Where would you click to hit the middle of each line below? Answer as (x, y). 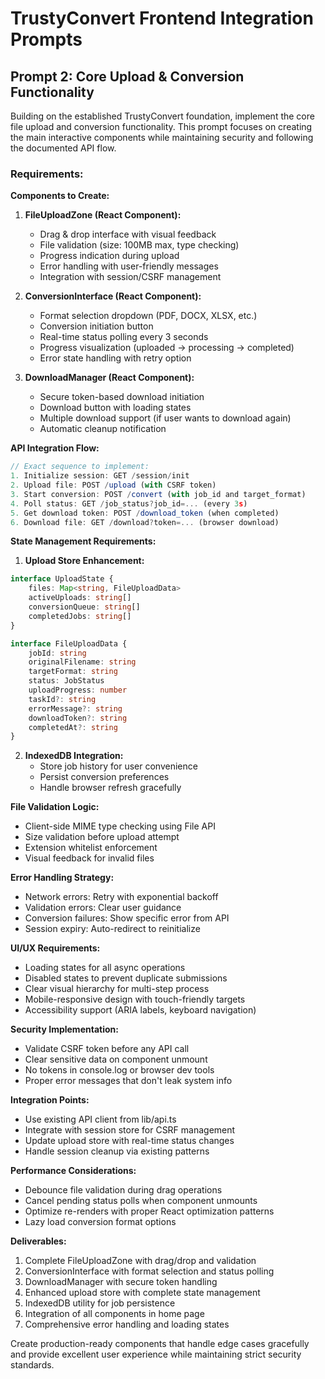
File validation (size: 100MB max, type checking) (139, 245)
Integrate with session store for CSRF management (130, 1130)
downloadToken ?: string (78, 718)
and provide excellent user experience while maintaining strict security (156, 1354)
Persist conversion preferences (104, 777)
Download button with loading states (115, 408)
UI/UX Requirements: (55, 948)
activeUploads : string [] (80, 598)
